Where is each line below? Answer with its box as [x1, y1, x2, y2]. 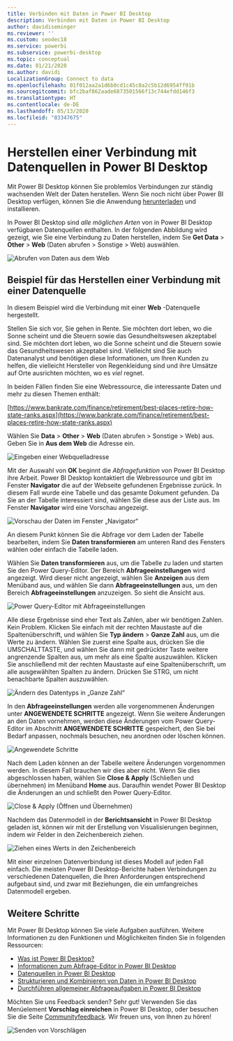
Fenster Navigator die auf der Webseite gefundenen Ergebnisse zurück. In [7, 481, 222, 490]
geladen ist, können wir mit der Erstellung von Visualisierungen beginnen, [7, 823, 218, 831]
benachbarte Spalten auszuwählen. [7, 675, 110, 683]
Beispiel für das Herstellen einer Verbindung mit [7, 274, 221, 286]
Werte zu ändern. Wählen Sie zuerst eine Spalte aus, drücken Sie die [7, 638, 205, 646]
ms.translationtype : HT [7, 95, 77, 102]
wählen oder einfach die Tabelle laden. [7, 546, 119, 554]
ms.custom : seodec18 [7, 36, 68, 43]
